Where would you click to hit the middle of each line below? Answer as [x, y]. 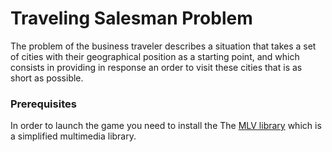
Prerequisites [43, 104]
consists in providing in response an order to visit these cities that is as [156, 67]
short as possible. [47, 78]
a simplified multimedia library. [73, 136]
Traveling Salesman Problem [131, 18]
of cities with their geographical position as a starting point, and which [155, 56]
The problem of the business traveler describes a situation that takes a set [163, 46]
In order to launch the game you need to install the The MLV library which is [166, 126]
